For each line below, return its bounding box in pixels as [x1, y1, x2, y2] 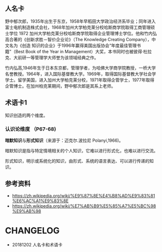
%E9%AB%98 [12, 208, 41, 214]
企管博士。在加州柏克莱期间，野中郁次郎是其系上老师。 [5, 83, 115, 89]
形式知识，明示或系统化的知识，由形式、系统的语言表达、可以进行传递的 [5, 158, 149, 163]
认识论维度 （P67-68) [5, 125, 56, 132]
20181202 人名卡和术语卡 [12, 241, 63, 248]
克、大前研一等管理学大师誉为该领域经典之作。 [5, 55, 98, 60]
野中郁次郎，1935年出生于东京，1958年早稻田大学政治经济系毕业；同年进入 [5, 18, 156, 24]
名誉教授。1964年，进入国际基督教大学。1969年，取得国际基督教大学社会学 [5, 71, 156, 76]
